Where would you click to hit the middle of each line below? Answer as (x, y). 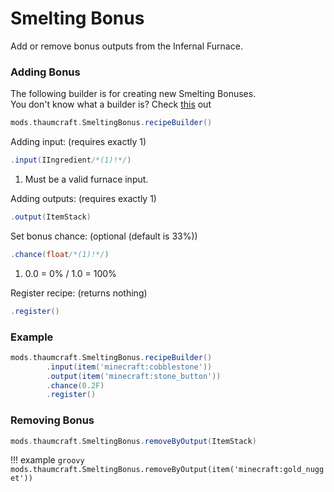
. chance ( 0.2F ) (75, 385)
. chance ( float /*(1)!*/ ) (60, 254)
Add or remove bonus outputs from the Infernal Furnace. (126, 46)
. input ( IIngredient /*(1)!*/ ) (71, 160)
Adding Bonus (45, 72)
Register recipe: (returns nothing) (79, 293)
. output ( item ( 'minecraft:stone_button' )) (134, 376)
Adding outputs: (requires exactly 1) (83, 198)
